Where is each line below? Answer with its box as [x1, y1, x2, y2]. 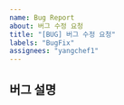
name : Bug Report [9, 13, 75, 22]
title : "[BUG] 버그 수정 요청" [9, 30, 116, 39]
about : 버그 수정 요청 [9, 22, 84, 31]
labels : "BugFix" [9, 38, 75, 48]
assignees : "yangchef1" [9, 47, 100, 56]
